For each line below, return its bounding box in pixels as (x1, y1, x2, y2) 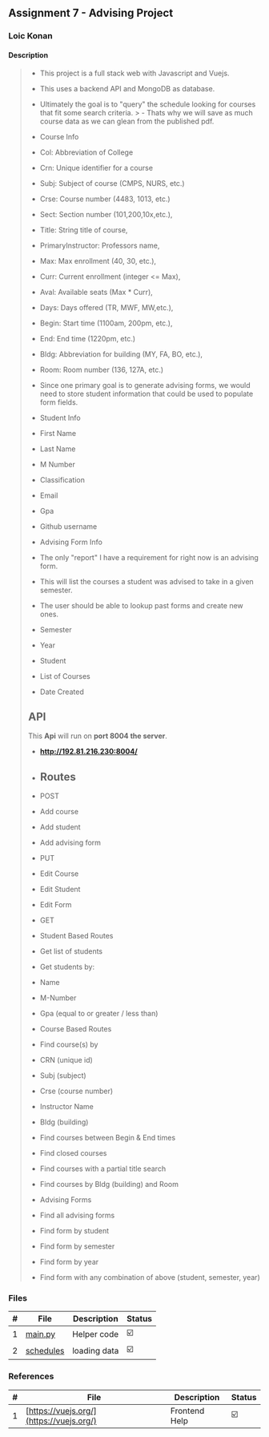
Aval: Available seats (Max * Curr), (39, 287, 154, 297)
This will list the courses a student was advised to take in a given (39, 576, 254, 586)
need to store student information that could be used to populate (39, 389, 254, 398)
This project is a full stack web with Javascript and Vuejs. (39, 68, 230, 78)
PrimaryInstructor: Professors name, (39, 240, 160, 250)
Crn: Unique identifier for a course (39, 163, 154, 172)
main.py (25, 1328, 56, 1339)
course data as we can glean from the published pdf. (39, 116, 215, 126)
